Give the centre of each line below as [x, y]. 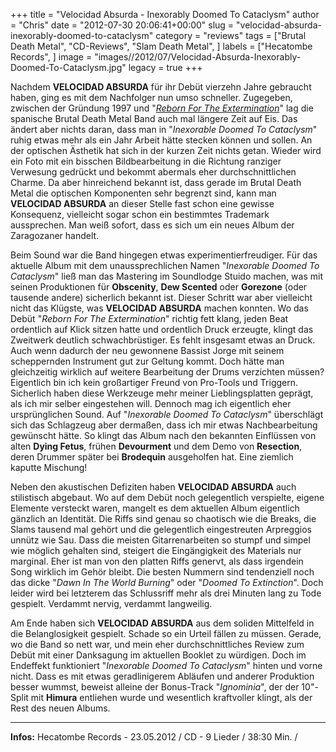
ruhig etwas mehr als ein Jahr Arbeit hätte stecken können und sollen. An [161, 140]
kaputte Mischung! [49, 467]
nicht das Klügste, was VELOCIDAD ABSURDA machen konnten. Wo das [159, 308]
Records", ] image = [51, 57]
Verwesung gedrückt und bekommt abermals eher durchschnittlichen [153, 172]
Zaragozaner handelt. [55, 235]
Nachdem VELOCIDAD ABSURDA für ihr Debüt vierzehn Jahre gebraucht [161, 87]
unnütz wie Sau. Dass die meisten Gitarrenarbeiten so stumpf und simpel [160, 540]
